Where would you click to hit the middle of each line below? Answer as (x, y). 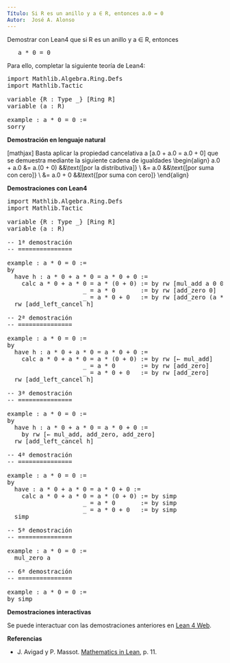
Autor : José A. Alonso (41, 20)
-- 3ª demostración (40, 393)
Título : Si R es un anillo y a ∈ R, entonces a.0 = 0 (86, 13)
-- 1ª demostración (40, 242)
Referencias (25, 638)
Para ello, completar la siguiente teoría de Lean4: (76, 65)
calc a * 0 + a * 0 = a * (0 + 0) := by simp (99, 496)
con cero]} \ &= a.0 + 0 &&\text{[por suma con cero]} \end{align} (98, 175)
